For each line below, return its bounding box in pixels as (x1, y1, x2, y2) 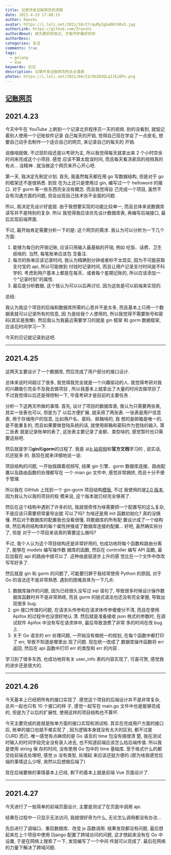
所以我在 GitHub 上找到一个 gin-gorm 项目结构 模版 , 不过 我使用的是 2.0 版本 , (5, 487, 164, 493)
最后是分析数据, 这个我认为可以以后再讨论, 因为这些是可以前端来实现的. (12, 283, 162, 289)
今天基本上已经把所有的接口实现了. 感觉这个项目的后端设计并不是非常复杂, (5, 696, 161, 703)
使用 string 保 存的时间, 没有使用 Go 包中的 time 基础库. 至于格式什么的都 (9, 746, 162, 752)
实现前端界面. (9, 216, 38, 222)
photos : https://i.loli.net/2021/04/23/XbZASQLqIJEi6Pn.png (5, 74, 136, 79)
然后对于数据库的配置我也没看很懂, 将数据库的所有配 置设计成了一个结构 (12, 517, 163, 523)
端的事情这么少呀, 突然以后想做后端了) (5, 758, 85, 765)
